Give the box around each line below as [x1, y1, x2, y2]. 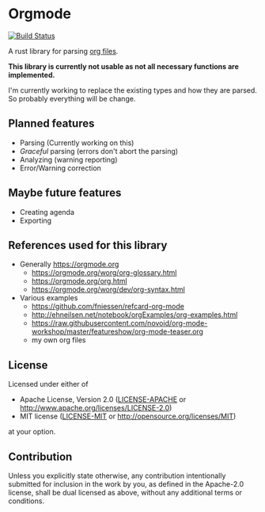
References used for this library [8, 239, 168, 252]
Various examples [19, 293, 78, 303]
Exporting [19, 216, 52, 225]
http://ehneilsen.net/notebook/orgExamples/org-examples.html [31, 310, 238, 319]
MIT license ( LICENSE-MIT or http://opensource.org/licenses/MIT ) [19, 411, 237, 421]
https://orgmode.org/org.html [31, 277, 128, 286]
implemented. [8, 70, 55, 79]
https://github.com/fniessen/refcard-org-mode [31, 302, 184, 311]
